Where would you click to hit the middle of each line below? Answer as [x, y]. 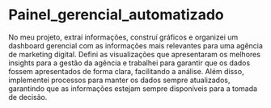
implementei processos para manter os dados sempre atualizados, [119, 80]
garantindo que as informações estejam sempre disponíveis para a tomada [133, 88]
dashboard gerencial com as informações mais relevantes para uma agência [135, 45]
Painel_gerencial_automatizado [116, 15]
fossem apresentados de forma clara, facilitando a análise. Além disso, [126, 71]
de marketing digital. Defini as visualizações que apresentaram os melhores [135, 54]
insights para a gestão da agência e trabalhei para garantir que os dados [129, 63]
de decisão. [28, 97]
